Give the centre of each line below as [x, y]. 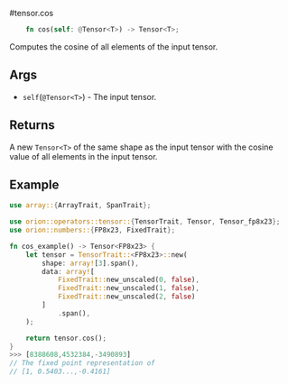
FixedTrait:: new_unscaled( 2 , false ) [126, 297]
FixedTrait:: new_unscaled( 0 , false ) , [129, 280]
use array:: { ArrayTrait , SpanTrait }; [80, 206]
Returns [33, 125]
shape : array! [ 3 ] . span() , [91, 263]
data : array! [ [68, 271]
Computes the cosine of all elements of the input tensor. [114, 46]
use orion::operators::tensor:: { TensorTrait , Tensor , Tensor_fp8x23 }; [145, 222]
